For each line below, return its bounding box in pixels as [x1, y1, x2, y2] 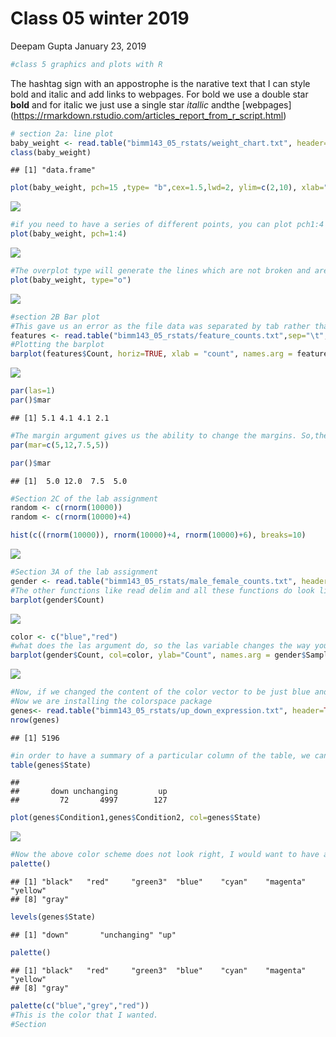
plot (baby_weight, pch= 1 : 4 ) [10, 229, 128, 239]
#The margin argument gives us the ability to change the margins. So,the [10, 430, 329, 441]
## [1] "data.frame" [10, 165, 97, 176]
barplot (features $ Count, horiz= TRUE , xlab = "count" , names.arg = [10, 349, 293, 359]
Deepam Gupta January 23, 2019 [10, 40, 147, 52]
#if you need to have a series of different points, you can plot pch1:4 [10, 220, 325, 230]
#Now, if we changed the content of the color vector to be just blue [10, 687, 311, 697]
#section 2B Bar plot [10, 312, 101, 322]
